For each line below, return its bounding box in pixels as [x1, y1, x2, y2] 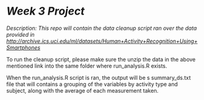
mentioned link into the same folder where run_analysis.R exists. [6, 62, 167, 70]
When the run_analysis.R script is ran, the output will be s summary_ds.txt [6, 74, 191, 81]
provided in [6, 30, 35, 38]
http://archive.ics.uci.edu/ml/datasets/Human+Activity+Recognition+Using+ [6, 37, 198, 45]
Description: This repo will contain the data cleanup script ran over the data [6, 24, 197, 32]
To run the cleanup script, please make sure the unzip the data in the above [6, 55, 196, 63]
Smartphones [6, 44, 41, 51]
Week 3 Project [6, 4, 85, 18]
